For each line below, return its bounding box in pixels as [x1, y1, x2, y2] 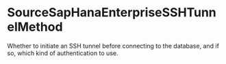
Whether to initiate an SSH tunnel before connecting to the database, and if [7, 42, 219, 50]
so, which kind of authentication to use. [7, 49, 118, 57]
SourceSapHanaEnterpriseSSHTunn [7, 5, 217, 20]
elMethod [7, 19, 63, 35]
